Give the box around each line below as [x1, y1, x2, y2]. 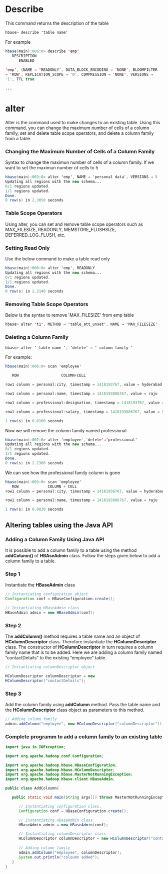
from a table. [5, 135, 31, 141]
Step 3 [5, 690, 21, 697]
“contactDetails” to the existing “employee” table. [5, 655, 106, 661]
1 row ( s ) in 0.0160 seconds [5, 418, 64, 423]
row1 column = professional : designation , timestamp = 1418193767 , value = [5, 400, 164, 405]
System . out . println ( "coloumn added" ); [18, 854, 99, 860]
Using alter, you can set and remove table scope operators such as [5, 221, 143, 227]
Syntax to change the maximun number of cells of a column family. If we [5, 159, 154, 165]
